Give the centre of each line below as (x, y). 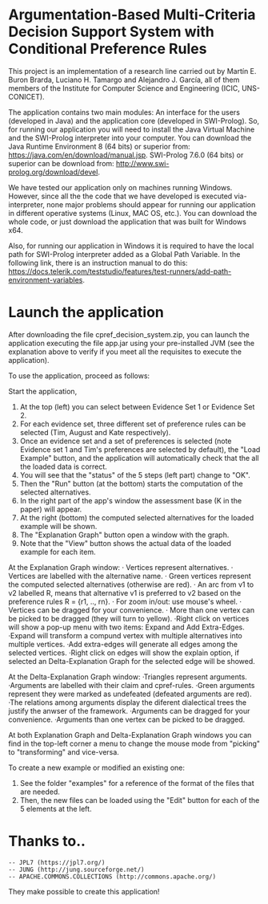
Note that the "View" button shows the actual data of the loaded (126, 543)
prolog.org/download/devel (53, 172)
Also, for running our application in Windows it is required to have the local (131, 246)
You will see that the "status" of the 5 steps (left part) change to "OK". (135, 474)
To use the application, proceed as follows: (79, 376)
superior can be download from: (61, 163)
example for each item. (58, 552)
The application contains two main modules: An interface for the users (124, 112)
